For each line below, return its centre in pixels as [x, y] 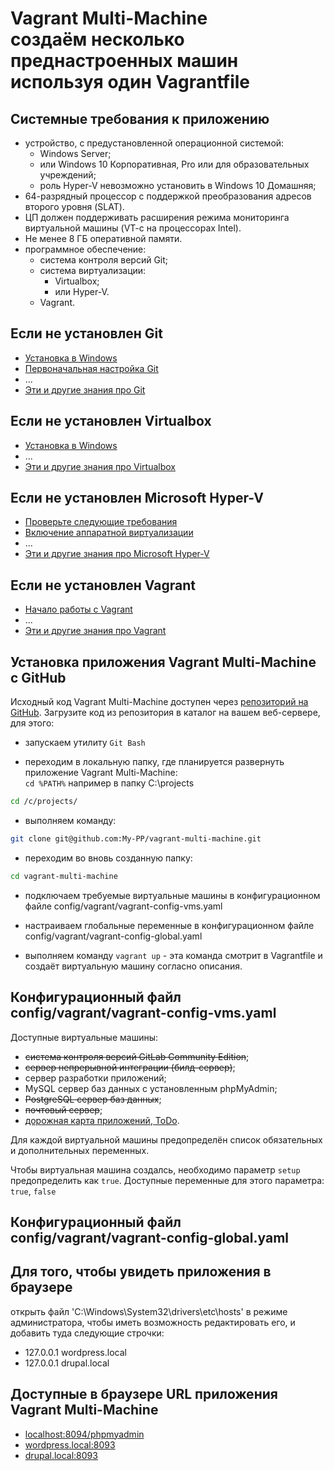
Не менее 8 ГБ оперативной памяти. [103, 238]
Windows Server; [75, 153]
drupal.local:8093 [61, 1455]
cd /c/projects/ [44, 802]
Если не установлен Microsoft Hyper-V [137, 498]
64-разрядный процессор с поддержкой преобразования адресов [168, 196]
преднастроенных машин [124, 61]
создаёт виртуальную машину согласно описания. [133, 966]
